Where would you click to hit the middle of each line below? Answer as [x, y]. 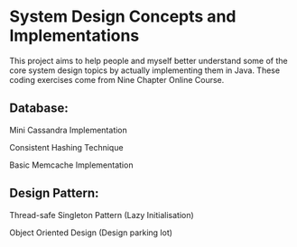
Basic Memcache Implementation [71, 165]
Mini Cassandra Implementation [69, 130]
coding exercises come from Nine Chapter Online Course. [117, 79]
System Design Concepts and [123, 17]
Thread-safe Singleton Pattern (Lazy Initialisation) [102, 215]
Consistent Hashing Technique [66, 147]
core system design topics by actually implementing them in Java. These [145, 70]
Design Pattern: [54, 193]
